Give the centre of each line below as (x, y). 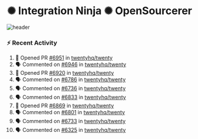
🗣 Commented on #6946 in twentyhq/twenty (70, 64)
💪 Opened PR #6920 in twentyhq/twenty (65, 73)
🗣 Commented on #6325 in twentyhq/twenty (70, 130)
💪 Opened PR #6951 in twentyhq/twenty (64, 58)
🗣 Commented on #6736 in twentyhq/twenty (70, 88)
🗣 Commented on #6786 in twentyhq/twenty (70, 80)
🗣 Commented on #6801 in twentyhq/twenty (70, 112)
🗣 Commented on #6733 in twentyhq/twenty (70, 121)
